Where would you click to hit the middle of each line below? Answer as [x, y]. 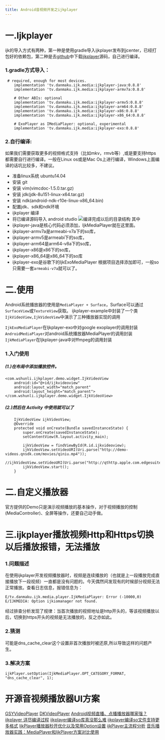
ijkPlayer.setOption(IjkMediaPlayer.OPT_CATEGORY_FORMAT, [66, 673]
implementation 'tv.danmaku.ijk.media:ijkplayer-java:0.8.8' [78, 85]
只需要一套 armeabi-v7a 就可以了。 [46, 269]
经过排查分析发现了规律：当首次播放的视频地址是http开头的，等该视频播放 [80, 611]
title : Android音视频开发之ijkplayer [41, 10]
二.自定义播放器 [37, 492]
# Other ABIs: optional [38, 98]
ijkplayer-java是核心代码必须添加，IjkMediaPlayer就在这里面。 [75, 225]
